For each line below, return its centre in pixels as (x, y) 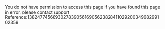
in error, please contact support (37, 12)
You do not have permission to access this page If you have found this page (82, 7)
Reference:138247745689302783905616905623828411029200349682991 (82, 17)
